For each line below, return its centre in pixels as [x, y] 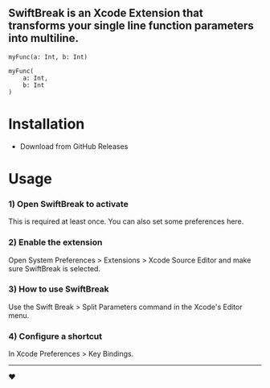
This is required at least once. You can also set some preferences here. [126, 221]
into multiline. [43, 38]
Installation [47, 124]
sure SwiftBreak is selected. [54, 268]
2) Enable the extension [55, 242]
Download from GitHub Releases [74, 146]
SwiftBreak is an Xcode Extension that [106, 13]
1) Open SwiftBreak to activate [68, 204]
